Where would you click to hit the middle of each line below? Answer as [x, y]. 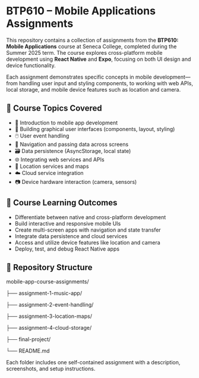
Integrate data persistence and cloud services [71, 236]
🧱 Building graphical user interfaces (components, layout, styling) [95, 129]
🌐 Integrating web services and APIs [60, 160]
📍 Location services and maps [52, 166]
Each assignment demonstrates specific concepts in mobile [79, 77]
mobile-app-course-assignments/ [48, 282]
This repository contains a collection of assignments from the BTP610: [92, 40]
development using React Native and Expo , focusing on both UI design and [99, 59]
